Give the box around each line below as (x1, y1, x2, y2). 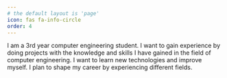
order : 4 (7, 23, 32, 29)
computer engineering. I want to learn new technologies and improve (7, 56, 202, 64)
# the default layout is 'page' (7, 10, 99, 17)
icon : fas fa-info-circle (7, 16, 81, 23)
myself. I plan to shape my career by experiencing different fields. (7, 63, 193, 72)
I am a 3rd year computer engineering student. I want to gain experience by (7, 42, 221, 50)
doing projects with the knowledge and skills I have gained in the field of (7, 49, 211, 57)
